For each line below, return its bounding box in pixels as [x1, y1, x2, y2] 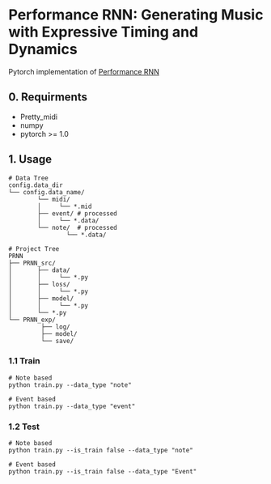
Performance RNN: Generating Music [8, 6, 264, 24]
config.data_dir [8, 180, 63, 189]
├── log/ [40, 322, 70, 331]
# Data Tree [8, 174, 49, 182]
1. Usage [8, 152, 53, 167]
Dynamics [8, 40, 78, 58]
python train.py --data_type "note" [8, 380, 132, 389]
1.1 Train [8, 355, 40, 367]
